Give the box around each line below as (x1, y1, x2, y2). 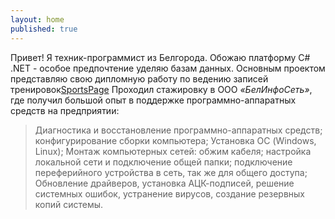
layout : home (10, 14, 65, 25)
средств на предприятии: (10, 104, 120, 116)
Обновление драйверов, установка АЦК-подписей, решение (34, 177, 295, 189)
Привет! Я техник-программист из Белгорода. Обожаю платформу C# (10, 51, 311, 63)
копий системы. (34, 198, 104, 210)
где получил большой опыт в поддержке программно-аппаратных (10, 94, 297, 106)
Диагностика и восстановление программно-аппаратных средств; (34, 124, 323, 136)
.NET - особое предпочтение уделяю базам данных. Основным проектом (10, 62, 326, 74)
